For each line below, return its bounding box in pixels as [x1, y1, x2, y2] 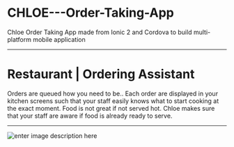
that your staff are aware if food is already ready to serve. [7, 111, 173, 120]
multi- [193, 28, 211, 36]
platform [7, 35, 31, 43]
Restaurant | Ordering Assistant [7, 66, 195, 82]
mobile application [32, 35, 86, 43]
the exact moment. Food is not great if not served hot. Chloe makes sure [7, 104, 215, 112]
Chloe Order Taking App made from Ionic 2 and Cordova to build [7, 28, 192, 36]
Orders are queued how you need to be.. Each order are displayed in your [7, 89, 218, 98]
